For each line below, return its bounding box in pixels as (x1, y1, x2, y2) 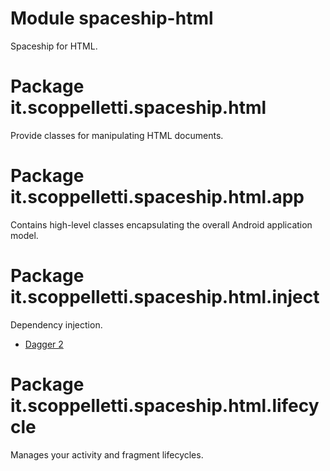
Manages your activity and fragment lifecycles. (10, 448, 204, 461)
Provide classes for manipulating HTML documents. (10, 129, 224, 141)
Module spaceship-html (10, 7, 214, 30)
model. (10, 229, 39, 241)
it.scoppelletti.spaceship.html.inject (10, 286, 320, 308)
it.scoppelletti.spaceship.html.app (10, 186, 305, 209)
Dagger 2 (24, 338, 64, 350)
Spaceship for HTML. (10, 40, 98, 52)
